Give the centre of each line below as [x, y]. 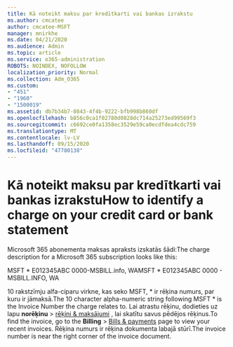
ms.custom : [23, 86]
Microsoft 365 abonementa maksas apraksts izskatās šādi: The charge [109, 249]
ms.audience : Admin [36, 46]
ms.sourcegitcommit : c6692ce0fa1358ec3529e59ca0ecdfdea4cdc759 [102, 124]
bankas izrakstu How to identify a [105, 200]
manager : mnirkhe [33, 33]
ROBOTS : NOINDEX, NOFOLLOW [47, 66]
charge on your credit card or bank [111, 215]
